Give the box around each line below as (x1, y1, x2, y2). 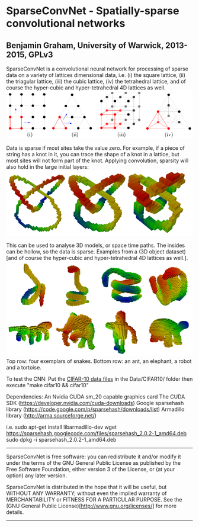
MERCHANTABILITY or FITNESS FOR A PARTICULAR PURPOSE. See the (6, 496, 182, 503)
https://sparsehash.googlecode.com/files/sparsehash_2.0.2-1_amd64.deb (6, 429, 187, 436)
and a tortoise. (6, 364, 41, 371)
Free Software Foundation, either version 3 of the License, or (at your (6, 465, 175, 473)
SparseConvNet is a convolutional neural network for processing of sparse (6, 65, 188, 72)
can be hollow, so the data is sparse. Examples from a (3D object (6, 248, 165, 255)
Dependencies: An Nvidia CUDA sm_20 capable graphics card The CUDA (6, 393, 185, 400)
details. (6, 508, 24, 516)
